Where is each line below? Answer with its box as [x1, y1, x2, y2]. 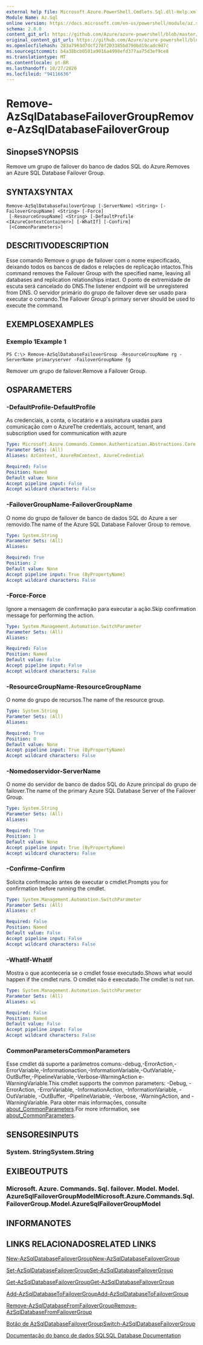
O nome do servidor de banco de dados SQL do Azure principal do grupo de [6, 781, 197, 788]
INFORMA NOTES [6, 1218, 71, 1229]
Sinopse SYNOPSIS [6, 147, 79, 157]
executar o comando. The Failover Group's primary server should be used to [6, 295, 195, 302]
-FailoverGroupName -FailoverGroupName [6, 501, 133, 509]
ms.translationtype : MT [6, 54, 66, 60]
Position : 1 [6, 833, 36, 839]
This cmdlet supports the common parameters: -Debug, [48, 1080, 188, 1087]
